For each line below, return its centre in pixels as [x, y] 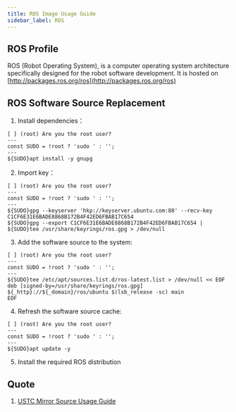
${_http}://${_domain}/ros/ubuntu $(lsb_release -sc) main [96, 292]
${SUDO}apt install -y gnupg [50, 159]
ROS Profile [33, 49]
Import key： [36, 173]
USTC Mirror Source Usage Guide [67, 401]
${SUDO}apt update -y [39, 349]
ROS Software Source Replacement [86, 103]
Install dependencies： [51, 121]
